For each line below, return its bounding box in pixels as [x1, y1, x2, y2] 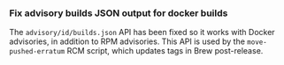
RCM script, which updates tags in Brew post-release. [66, 46, 264, 56]
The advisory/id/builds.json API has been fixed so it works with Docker [9, 27, 276, 38]
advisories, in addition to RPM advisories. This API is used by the [9, 36, 246, 47]
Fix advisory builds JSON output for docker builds [9, 7, 228, 19]
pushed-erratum [9, 47, 65, 56]
